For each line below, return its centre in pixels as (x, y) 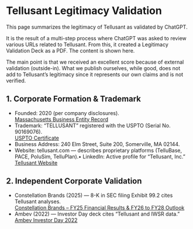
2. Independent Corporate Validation (74, 181)
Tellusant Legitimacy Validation (84, 11)
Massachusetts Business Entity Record (61, 119)
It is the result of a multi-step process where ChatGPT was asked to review (96, 38)
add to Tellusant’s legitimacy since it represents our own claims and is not (95, 74)
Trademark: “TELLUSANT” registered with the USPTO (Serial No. (92, 125)
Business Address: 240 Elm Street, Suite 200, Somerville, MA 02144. (97, 144)
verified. (16, 81)
